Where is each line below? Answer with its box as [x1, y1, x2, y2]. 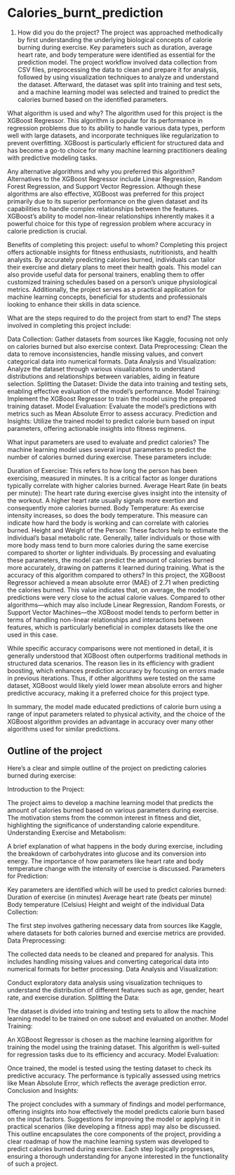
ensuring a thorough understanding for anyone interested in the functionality [7, 1152, 229, 1160]
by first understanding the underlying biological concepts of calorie [17, 35, 213, 44]
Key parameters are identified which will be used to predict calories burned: [7, 885, 227, 894]
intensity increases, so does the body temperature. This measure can [7, 511, 208, 519]
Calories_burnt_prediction [7, 5, 163, 21]
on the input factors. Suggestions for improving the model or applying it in [7, 1115, 221, 1123]
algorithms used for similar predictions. [7, 724, 121, 733]
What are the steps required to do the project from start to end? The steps [7, 314, 222, 322]
